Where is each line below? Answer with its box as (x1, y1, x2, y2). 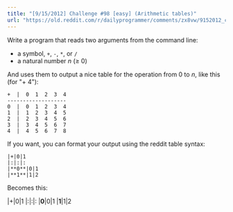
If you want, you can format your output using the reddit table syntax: (7, 140, 206, 148)
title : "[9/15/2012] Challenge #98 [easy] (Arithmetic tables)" (7, 10, 197, 17)
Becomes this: (7, 184, 49, 192)
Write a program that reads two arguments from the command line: (7, 35, 198, 44)
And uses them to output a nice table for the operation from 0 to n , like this (7, 70, 221, 79)
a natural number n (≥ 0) (17, 56, 88, 65)
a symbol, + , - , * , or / (17, 49, 78, 58)
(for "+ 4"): (7, 77, 39, 85)
